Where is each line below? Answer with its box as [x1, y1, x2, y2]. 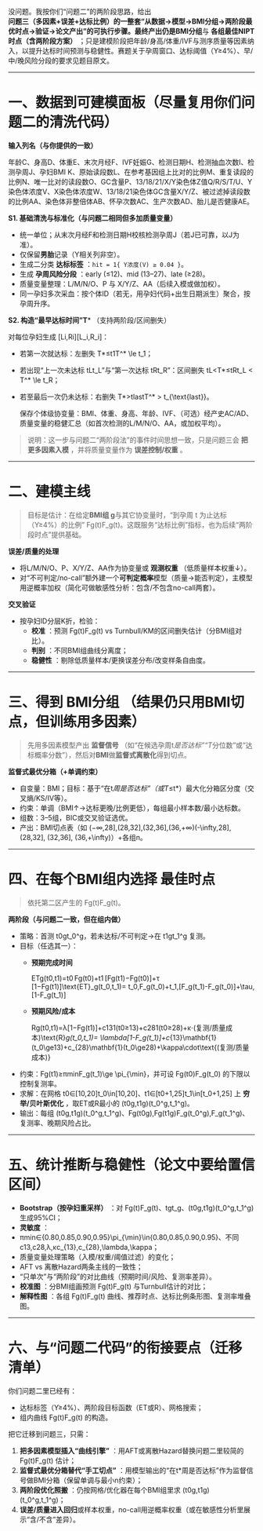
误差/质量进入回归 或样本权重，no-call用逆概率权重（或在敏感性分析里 [19, 1504, 244, 1514]
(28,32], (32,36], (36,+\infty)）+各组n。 [19, 832, 147, 842]
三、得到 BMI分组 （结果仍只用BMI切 [8, 693, 245, 711]
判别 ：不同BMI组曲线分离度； [31, 645, 129, 655]
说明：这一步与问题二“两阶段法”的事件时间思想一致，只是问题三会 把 [27, 435, 249, 444]
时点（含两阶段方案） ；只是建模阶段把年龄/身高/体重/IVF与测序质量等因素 [8, 36, 248, 46]
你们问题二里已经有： [8, 1386, 77, 1395]
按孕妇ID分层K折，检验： [19, 616, 100, 626]
